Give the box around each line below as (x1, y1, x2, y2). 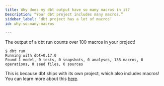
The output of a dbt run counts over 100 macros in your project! (5, 39, 135, 45)
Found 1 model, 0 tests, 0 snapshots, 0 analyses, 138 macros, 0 (5, 58, 143, 63)
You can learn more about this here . (5, 76, 79, 82)
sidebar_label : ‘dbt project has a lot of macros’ (5, 16, 112, 21)
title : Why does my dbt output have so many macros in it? (5, 7, 130, 12)
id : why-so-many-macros (5, 21, 55, 26)
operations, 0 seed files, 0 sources (5, 62, 83, 67)
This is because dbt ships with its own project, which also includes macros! (5, 71, 160, 77)
